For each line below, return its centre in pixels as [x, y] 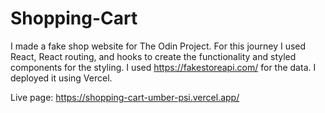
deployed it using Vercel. [61, 78]
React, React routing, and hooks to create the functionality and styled [153, 56]
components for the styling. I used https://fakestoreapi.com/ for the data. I [163, 67]
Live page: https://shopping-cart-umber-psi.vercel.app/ [125, 97]
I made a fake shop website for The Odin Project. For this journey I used [158, 46]
